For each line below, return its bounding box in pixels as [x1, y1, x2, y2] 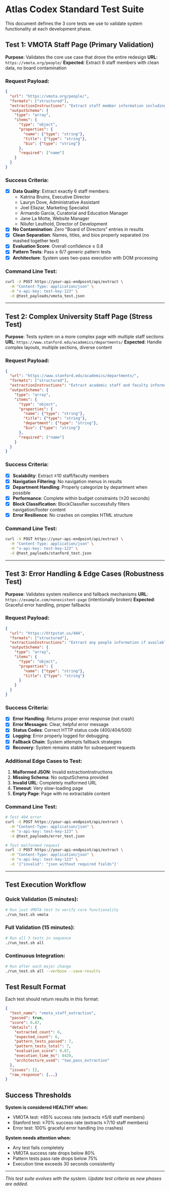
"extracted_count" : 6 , [14, 1029, 62, 1035]
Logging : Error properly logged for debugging [12, 733, 109, 739]
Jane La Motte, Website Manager [20, 215, 90, 222]
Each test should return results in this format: [5, 996, 99, 1002]
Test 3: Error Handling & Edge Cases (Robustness [5, 570, 164, 578]
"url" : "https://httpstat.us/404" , [10, 631, 85, 636]
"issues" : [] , [10, 1067, 39, 1073]
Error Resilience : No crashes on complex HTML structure [12, 512, 133, 518]
